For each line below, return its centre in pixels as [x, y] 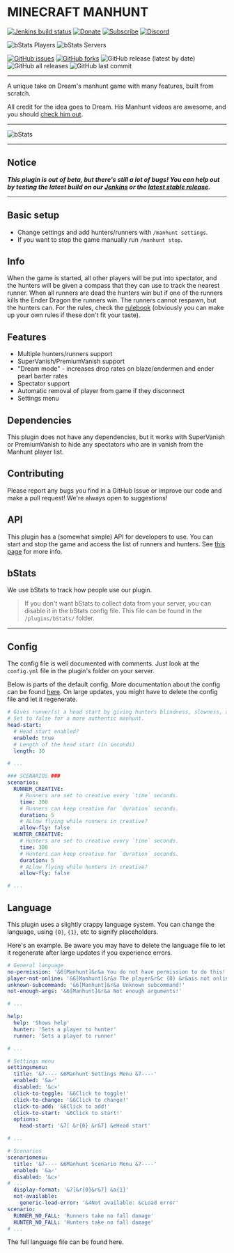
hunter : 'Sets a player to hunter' [65, 1029]
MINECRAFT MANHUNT [78, 12]
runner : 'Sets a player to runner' [65, 1036]
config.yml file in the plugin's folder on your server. [81, 671]
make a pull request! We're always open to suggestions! [87, 498]
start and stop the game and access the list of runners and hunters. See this [116, 544]
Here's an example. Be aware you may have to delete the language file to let [116, 945]
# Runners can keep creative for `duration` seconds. [99, 808]
